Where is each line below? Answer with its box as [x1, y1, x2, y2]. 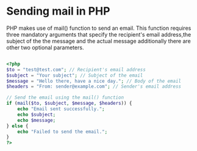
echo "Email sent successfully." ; [17, 106, 105, 112]
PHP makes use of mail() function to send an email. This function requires [6, 24, 192, 32]
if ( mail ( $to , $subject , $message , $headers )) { [6, 100, 132, 107]
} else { [6, 123, 29, 129]
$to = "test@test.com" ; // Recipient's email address [6, 66, 146, 72]
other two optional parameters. [6, 44, 84, 51]
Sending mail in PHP [6, 4, 110, 18]
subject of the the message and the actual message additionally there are [6, 37, 191, 44]
